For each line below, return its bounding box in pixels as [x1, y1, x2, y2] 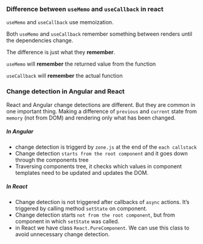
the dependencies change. [6, 37, 74, 44]
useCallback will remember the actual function [6, 72, 123, 80]
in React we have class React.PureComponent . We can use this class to [15, 224, 190, 231]
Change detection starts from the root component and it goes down [15, 149, 188, 157]
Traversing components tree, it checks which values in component [15, 163, 182, 170]
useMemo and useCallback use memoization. [6, 19, 114, 26]
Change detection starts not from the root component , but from [15, 211, 175, 219]
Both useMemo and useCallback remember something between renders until [6, 30, 193, 38]
